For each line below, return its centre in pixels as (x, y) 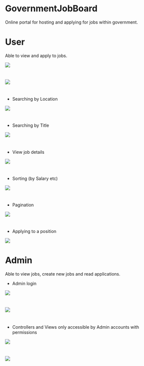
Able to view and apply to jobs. (36, 56)
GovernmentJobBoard (51, 9)
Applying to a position (34, 231)
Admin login (24, 283)
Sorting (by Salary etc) (35, 178)
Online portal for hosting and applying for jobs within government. (72, 22)
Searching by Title (31, 125)
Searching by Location (35, 99)
